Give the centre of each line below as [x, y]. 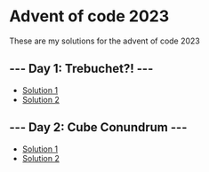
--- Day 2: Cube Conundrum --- [98, 127]
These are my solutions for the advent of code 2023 [104, 41]
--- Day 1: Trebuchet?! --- [81, 69]
